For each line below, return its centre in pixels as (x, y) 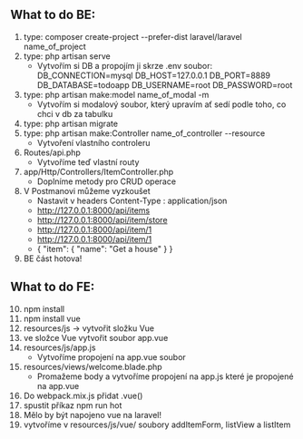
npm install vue (52, 318)
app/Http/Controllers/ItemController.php (98, 171)
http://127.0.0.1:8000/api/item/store (102, 219)
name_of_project (55, 46)
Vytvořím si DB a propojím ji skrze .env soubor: (124, 65)
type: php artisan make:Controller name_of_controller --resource (144, 133)
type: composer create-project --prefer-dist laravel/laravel (133, 36)
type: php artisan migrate (71, 123)
